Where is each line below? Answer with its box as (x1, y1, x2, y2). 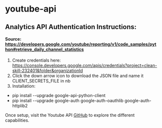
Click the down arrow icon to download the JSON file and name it (12, 73, 144, 79)
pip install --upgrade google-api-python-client (12, 92, 106, 98)
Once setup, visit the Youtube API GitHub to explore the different (5, 112, 135, 118)
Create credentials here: (12, 57, 61, 63)
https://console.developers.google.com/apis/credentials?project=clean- (12, 62, 157, 68)
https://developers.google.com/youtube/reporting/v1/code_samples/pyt (5, 41, 157, 47)
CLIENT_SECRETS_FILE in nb (12, 78, 71, 83)
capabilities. (5, 117, 29, 123)
